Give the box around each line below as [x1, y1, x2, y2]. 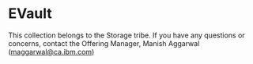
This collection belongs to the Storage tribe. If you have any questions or [8, 30, 245, 40]
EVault [8, 5, 53, 23]
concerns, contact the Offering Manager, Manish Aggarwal [8, 38, 200, 48]
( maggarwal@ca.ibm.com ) [8, 47, 95, 56]
